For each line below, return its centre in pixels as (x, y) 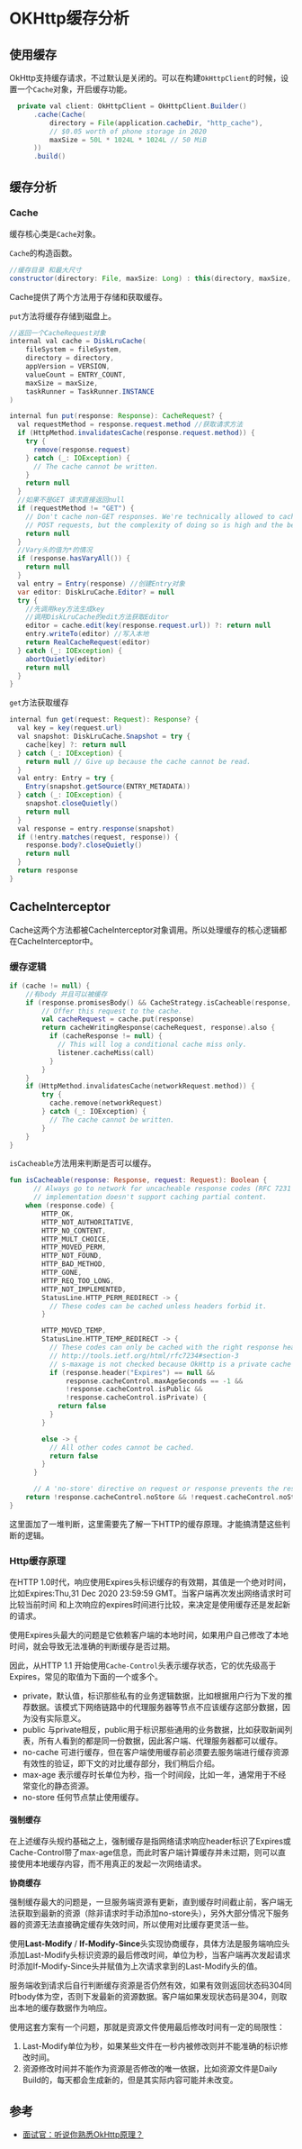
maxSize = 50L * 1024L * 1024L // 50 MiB (128, 140)
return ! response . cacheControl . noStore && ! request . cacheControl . (152, 1498)
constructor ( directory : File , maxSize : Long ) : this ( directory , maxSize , (151, 278)
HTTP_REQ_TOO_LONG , (78, 1280)
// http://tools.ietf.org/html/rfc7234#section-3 (144, 1356)
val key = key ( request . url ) (70, 728)
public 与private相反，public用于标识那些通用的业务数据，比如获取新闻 (153, 1730)
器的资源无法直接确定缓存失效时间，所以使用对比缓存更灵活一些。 (131, 1925)
